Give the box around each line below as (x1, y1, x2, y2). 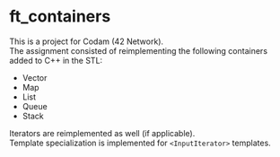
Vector (22, 72, 48, 83)
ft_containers (9, 6, 111, 27)
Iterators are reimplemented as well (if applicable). (9, 127, 196, 138)
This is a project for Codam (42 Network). (9, 36, 164, 47)
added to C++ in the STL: (9, 55, 103, 65)
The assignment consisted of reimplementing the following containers (9, 45, 267, 56)
